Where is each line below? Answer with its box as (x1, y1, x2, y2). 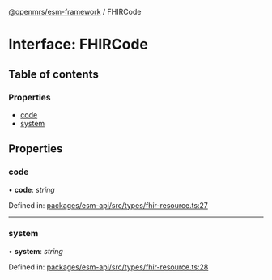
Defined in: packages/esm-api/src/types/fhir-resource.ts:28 (8, 262, 209, 272)
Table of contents (8, 67, 99, 81)
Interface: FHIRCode (8, 36, 148, 53)
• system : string (8, 246, 63, 256)
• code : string (8, 185, 55, 194)
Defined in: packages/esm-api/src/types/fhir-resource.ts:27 (8, 200, 209, 210)
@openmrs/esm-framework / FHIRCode (8, 7, 142, 16)
